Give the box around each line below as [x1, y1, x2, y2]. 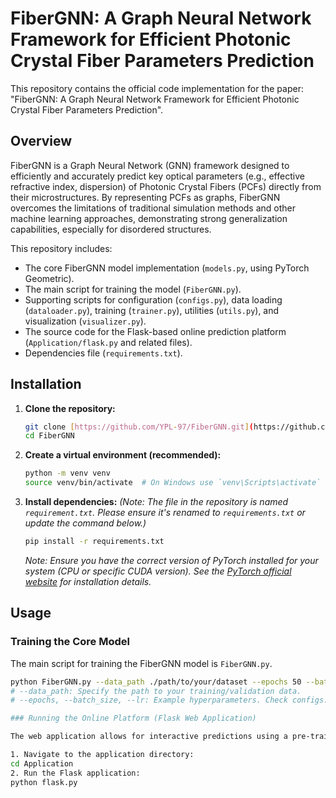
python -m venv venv [24, 468, 111, 479]
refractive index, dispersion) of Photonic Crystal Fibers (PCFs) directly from [10, 180, 322, 192]
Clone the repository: [24, 402, 116, 414]
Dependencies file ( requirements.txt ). [24, 347, 183, 359]
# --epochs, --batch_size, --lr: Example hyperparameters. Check [10, 695, 288, 706]
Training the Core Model [10, 635, 130, 649]
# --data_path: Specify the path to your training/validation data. [10, 686, 302, 696]
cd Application [10, 758, 74, 769]
